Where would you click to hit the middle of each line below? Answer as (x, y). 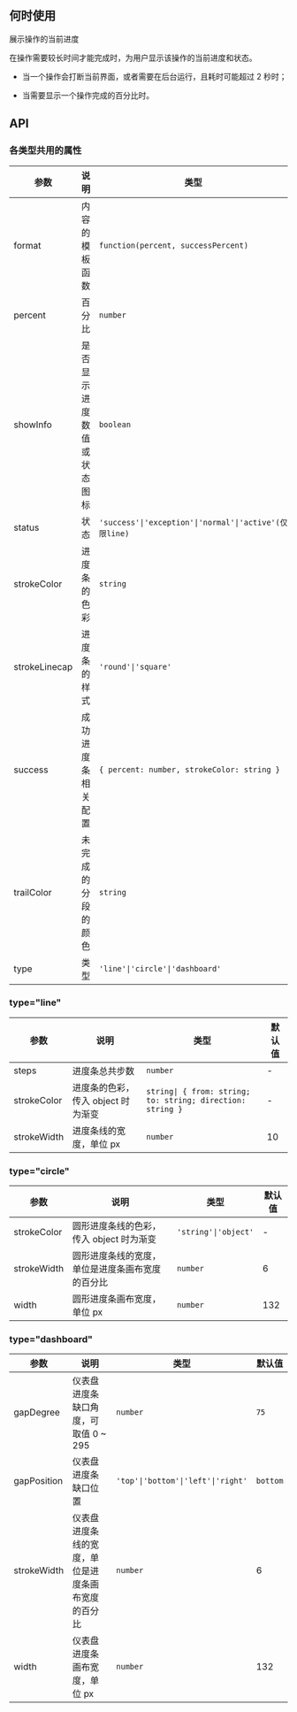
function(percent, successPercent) (174, 245)
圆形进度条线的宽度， (117, 1256)
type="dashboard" (51, 1340)
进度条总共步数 (103, 1071)
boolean (114, 424)
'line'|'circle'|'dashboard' (160, 968)
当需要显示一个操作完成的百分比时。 (88, 95)
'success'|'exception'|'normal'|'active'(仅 (193, 522)
